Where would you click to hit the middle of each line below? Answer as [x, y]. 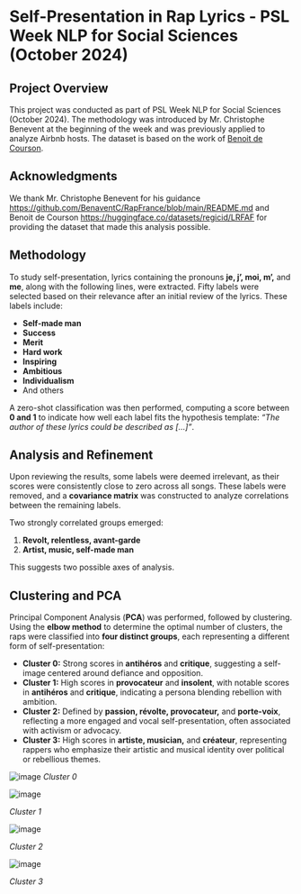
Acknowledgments [64, 176]
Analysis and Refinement [81, 456]
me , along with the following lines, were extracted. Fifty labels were [134, 287]
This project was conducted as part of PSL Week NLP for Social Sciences [145, 109]
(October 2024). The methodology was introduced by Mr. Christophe [137, 119]
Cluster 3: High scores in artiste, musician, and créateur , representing [155, 740]
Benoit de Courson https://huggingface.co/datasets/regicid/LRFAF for [138, 217]
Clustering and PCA [66, 595]
